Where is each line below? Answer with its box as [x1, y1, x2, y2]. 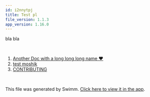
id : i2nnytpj [5, 7, 33, 13]
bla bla [5, 36, 19, 42]
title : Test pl [5, 12, 38, 17]
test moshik [12, 61, 37, 67]
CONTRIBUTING [12, 66, 47, 72]
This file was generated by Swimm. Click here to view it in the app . [5, 86, 145, 92]
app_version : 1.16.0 [5, 21, 49, 27]
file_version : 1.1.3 [5, 17, 49, 22]
